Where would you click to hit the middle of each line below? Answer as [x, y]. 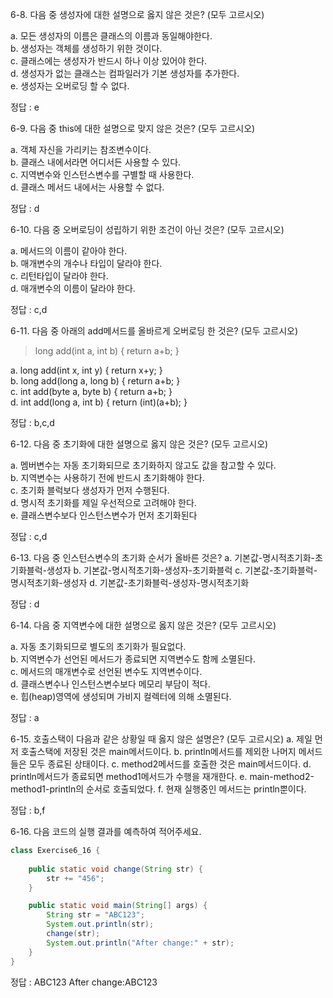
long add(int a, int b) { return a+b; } [107, 351]
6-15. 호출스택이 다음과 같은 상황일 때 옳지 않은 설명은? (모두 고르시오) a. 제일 [161, 739]
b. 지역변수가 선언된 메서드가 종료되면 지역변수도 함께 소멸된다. [133, 659]
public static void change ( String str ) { [115, 869]
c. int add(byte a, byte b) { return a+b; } [91, 391]
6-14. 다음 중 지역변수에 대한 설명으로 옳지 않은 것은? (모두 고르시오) [143, 625]
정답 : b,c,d [32, 422]
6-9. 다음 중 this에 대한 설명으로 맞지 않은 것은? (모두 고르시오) [133, 128]
